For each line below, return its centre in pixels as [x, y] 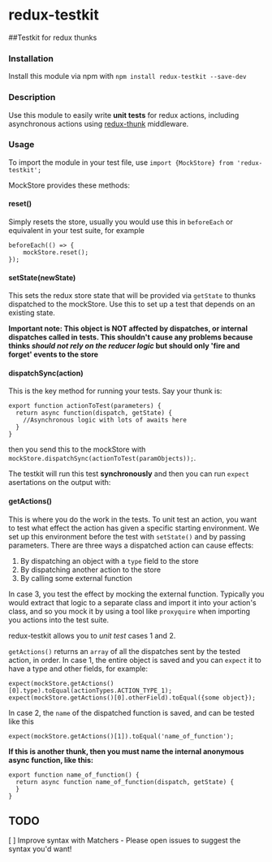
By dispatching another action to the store [90, 570]
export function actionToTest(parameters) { [85, 406]
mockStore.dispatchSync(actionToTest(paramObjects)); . [102, 458]
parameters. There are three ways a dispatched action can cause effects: [131, 545]
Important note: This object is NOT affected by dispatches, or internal [128, 329]
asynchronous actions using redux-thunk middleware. [99, 123]
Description [32, 97]
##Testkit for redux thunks [53, 37]
